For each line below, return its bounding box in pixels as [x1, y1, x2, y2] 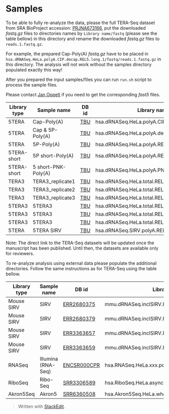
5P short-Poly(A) [33, 152, 74, 159]
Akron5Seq [8, 390, 35, 397]
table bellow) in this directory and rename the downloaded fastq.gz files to [6, 36, 160, 42]
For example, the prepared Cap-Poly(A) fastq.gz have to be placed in [6, 51, 148, 57]
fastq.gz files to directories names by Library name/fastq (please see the [6, 30, 157, 36]
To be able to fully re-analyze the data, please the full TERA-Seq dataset [6, 20, 155, 26]
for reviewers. [6, 250, 35, 256]
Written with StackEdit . [18, 403, 66, 409]
